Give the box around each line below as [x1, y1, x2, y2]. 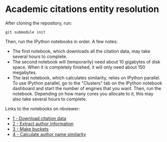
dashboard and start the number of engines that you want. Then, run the [12, 85, 162, 91]
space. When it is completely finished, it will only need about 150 [12, 64, 146, 70]
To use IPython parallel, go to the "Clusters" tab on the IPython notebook [12, 80, 163, 86]
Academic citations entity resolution [5, 3, 160, 15]
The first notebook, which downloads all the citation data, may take [12, 48, 151, 54]
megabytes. [12, 69, 37, 75]
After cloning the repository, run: [5, 20, 72, 26]
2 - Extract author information [12, 120, 74, 126]
